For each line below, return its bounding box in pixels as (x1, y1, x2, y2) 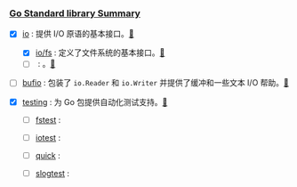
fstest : (35, 114, 61, 125)
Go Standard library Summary (9, 7, 140, 20)
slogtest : (35, 167, 69, 178)
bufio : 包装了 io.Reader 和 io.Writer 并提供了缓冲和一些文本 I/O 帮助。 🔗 (21, 77, 289, 88)
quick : (35, 150, 60, 160)
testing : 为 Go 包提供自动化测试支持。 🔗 (21, 96, 168, 107)
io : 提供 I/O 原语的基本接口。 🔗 (21, 28, 135, 39)
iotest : (35, 132, 60, 142)
